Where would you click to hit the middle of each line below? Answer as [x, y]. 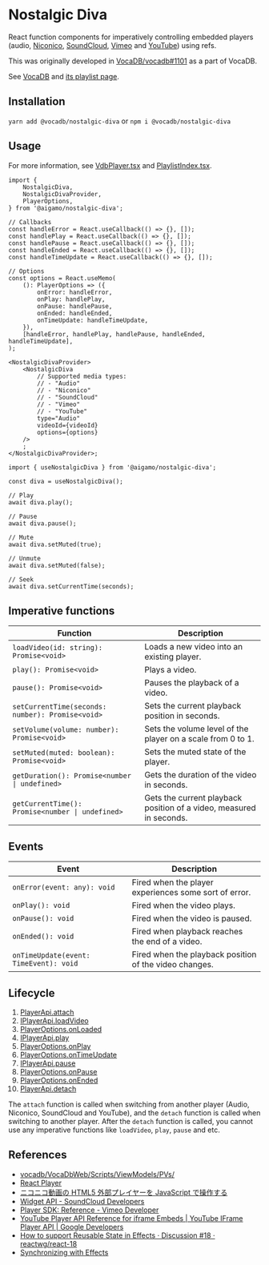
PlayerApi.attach [47, 1012]
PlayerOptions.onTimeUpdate [68, 1055]
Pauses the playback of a [191, 683]
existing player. [173, 657]
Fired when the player [173, 882]
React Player [41, 1183]
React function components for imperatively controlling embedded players [131, 37]
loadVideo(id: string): [58, 648]
